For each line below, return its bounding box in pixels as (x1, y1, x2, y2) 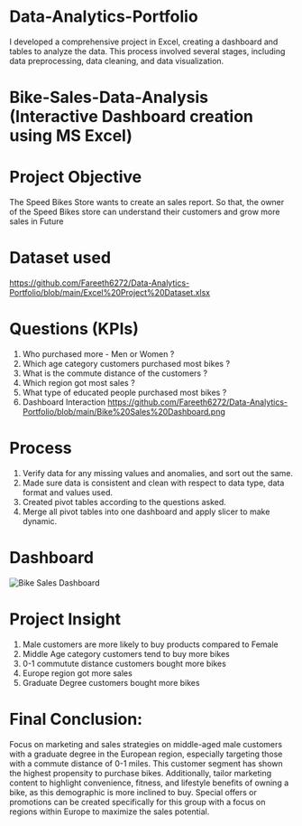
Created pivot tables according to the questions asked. (22, 496, 227, 507)
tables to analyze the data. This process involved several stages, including (9, 45, 286, 56)
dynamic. (22, 515, 58, 526)
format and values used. (22, 486, 113, 498)
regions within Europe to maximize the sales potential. (9, 806, 210, 817)
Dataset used (9, 248, 111, 268)
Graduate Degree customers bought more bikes (22, 677, 200, 688)
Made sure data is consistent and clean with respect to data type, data (22, 477, 285, 488)
